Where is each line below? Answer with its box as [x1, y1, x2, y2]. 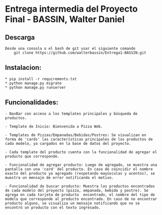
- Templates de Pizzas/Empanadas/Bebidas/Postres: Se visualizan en [5, 133, 146, 137]
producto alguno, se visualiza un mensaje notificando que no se [5, 201, 140, 206]
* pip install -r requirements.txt [5, 77, 77, 81]
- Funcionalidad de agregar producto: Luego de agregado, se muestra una [5, 162, 158, 167]
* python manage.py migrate [5, 80, 62, 86]
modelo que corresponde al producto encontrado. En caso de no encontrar [5, 196, 158, 201]
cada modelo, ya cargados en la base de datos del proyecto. [5, 141, 131, 146]
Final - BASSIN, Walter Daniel [5, 14, 125, 25]
